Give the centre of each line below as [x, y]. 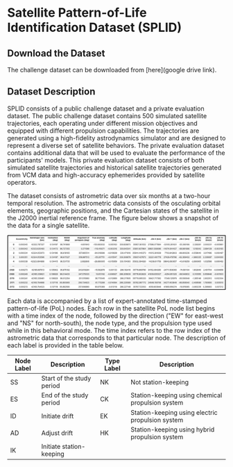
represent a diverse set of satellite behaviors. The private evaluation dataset [116, 145]
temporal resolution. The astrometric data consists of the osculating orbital [114, 203]
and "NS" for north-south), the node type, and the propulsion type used [110, 323]
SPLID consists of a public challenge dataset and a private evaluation [106, 108]
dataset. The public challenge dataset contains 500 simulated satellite [107, 115]
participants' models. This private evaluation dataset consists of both [106, 160]
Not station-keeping [160, 382]
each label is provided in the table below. [66, 345]
